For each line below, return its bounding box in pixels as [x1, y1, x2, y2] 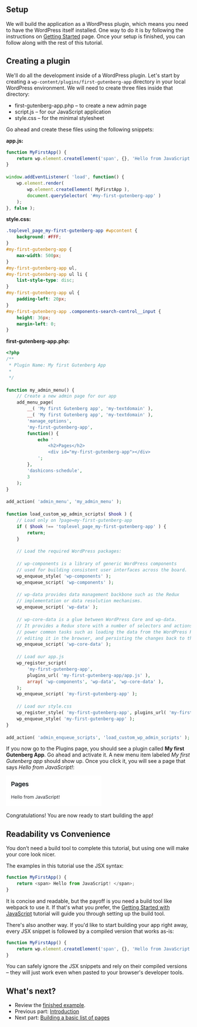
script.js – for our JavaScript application [14, 108, 111, 115]
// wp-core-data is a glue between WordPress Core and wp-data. [16, 616, 177, 622]
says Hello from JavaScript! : [6, 764, 75, 771]
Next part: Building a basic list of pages [14, 1014, 110, 1021]
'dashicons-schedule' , [27, 468, 83, 474]
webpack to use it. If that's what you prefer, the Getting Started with [6, 903, 170, 911]
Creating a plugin [6, 56, 70, 66]
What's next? [6, 986, 56, 996]
